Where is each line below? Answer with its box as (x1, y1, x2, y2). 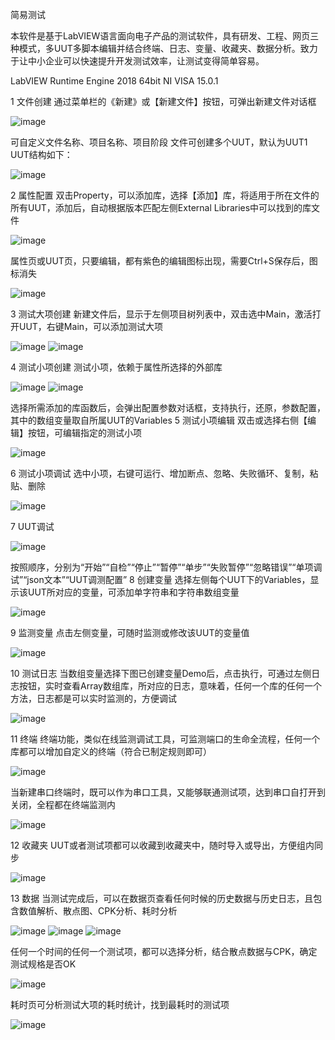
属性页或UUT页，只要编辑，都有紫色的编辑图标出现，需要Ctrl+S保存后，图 (10, 255, 318, 267)
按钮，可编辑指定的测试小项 (27, 427, 142, 438)
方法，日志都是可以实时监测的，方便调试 (10, 693, 177, 704)
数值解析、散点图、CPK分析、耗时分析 (18, 905, 178, 917)
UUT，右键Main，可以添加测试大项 (18, 321, 164, 332)
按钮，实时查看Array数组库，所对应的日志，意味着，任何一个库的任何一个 (18, 680, 322, 692)
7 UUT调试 (10, 521, 55, 532)
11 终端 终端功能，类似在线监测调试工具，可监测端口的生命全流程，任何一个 (10, 733, 321, 745)
